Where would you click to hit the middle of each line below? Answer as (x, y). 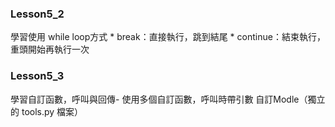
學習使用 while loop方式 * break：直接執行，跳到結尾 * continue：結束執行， (168, 37)
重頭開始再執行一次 (50, 49)
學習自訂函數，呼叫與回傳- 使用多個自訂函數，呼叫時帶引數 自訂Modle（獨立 (168, 99)
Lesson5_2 (37, 14)
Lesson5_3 (37, 76)
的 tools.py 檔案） (47, 111)
